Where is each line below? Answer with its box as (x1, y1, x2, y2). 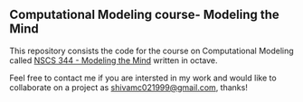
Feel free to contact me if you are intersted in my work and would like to (9, 72, 278, 83)
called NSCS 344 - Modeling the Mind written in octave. (9, 54, 219, 66)
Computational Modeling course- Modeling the (9, 7, 280, 23)
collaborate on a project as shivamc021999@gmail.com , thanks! (9, 81, 249, 93)
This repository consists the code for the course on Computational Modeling (9, 45, 294, 56)
